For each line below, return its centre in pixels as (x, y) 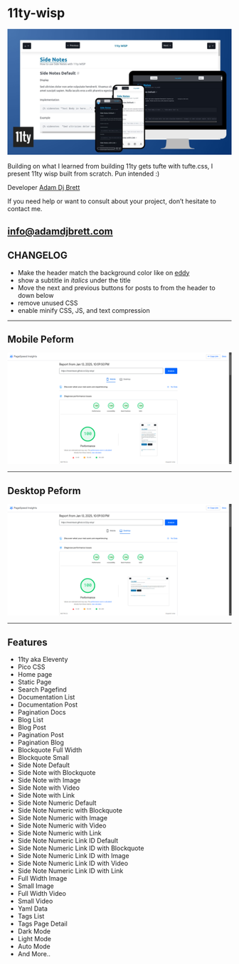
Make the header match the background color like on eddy (103, 272)
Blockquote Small (43, 758)
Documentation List (46, 697)
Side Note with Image (49, 781)
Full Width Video (42, 894)
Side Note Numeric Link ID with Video (73, 863)
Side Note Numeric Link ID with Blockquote (81, 848)
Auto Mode (34, 946)
